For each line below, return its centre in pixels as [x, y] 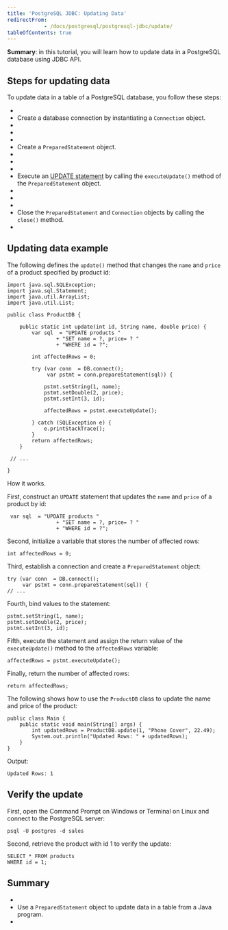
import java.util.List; [41, 303]
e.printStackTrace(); [75, 429]
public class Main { [37, 718]
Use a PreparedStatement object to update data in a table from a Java [114, 907]
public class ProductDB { [44, 315]
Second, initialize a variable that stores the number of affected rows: [103, 541]
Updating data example [58, 248]
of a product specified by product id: [59, 272]
